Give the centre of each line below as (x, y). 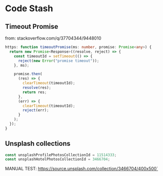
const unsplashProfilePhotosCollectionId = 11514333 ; (61, 155)
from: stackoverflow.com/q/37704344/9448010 (53, 38)
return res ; (35, 92)
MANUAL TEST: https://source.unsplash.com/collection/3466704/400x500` (81, 169)
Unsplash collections (38, 144)
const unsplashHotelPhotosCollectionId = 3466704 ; (58, 159)
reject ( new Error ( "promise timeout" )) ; (58, 61)
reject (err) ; (36, 110)
